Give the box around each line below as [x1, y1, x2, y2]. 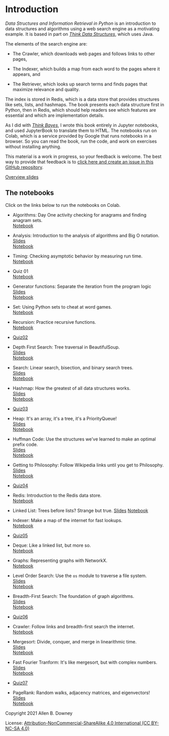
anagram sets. [12, 217, 43, 223]
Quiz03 [12, 406, 28, 412]
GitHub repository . [5, 164, 44, 170]
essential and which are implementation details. [5, 112, 105, 118]
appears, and [12, 71, 40, 77]
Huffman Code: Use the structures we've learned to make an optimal [12, 436, 156, 442]
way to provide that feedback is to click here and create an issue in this [5, 158, 154, 165]
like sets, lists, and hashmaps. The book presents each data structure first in [5, 101, 164, 107]
